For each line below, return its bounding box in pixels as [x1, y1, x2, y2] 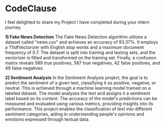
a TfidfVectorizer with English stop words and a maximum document [5, 44, 144, 50]
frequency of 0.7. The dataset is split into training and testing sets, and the [5, 50, 156, 55]
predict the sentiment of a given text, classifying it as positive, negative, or [5, 79, 156, 86]
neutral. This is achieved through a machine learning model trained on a [5, 85, 151, 91]
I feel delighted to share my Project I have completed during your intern [5, 19, 150, 25]
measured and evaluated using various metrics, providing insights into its [5, 101, 154, 106]
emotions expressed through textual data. [5, 116, 90, 122]
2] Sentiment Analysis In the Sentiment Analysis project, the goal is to [5, 75, 148, 80]
